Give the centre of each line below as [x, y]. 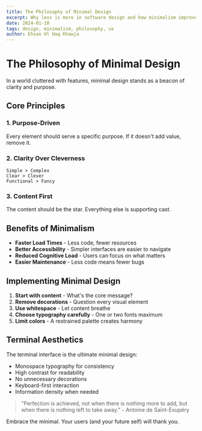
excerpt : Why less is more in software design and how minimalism [91, 17]
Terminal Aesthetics [45, 340]
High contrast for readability [50, 372]
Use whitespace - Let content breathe [63, 308]
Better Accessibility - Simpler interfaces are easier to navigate [93, 249]
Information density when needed [57, 391]
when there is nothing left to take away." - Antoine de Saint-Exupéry [105, 409]
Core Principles [36, 106]
